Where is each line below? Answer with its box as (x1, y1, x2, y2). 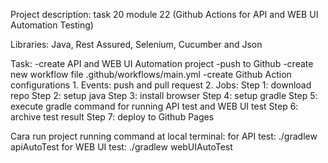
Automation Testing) (10, 19, 94, 31)
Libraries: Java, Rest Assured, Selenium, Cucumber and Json (10, 39, 263, 50)
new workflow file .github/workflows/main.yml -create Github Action (10, 69, 292, 80)
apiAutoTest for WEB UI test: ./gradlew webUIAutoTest (10, 141, 233, 153)
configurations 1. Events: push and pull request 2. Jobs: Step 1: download (10, 79, 312, 91)
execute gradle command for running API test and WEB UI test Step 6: (10, 100, 299, 112)
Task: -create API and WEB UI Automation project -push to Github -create (10, 58, 314, 69)
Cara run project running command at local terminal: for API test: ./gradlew (10, 130, 318, 142)
